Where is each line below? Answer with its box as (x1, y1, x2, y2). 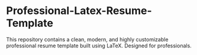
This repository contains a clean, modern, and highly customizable (6, 36, 169, 43)
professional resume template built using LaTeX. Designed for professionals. (6, 42, 192, 49)
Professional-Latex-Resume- (6, 4, 152, 18)
